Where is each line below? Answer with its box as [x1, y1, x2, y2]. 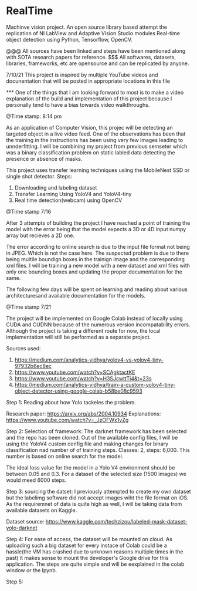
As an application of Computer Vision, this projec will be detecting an [6, 124, 173, 131]
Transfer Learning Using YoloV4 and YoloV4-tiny [14, 190, 132, 197]
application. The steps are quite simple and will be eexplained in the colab [6, 560, 185, 568]
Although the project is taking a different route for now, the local [6, 327, 161, 334]
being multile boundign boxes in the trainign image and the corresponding [6, 255, 185, 262]
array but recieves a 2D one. [6, 232, 75, 239]
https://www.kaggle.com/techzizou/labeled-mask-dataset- [45, 518, 188, 525]
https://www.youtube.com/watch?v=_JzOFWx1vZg [6, 416, 129, 423]
